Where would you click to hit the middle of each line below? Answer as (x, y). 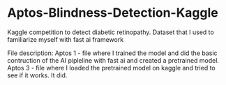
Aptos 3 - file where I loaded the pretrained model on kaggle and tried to (112, 68)
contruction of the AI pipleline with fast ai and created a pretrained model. (113, 60)
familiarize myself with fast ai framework (66, 39)
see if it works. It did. (37, 75)
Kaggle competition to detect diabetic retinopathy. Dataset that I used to (111, 32)
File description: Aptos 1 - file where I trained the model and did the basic (112, 53)
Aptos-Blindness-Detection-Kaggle (113, 13)
